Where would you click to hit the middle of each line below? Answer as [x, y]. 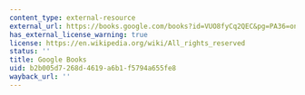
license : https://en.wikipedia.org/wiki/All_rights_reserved [128, 43]
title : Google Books [49, 60]
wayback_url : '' [40, 77]
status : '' [30, 52]
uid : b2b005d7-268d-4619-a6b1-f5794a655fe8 [93, 69]
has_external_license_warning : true [79, 34]
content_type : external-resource [73, 18]
